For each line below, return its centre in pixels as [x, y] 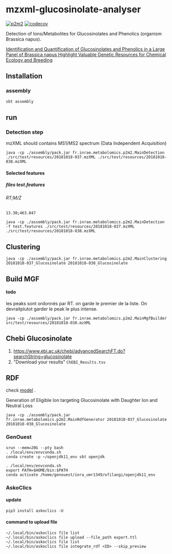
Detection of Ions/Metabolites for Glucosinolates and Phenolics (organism [84, 33]
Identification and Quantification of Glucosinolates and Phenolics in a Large [85, 49]
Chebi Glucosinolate [39, 338]
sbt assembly [20, 101]
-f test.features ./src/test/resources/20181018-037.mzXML [70, 227]
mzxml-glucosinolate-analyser [73, 10]
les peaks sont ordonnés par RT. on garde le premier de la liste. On [77, 303]
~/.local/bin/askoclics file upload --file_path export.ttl [72, 538]
